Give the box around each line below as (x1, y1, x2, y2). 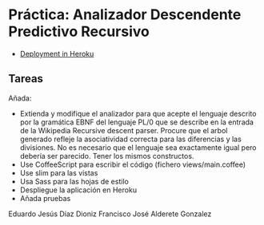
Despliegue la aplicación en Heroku (19, 185, 138, 195)
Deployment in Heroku (19, 49, 94, 58)
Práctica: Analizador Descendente (8, 6, 242, 24)
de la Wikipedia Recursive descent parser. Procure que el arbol (19, 125, 228, 135)
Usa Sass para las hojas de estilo (19, 176, 130, 186)
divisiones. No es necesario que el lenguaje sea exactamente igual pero (19, 142, 258, 152)
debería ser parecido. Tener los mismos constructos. (19, 151, 194, 160)
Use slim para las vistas (19, 168, 98, 177)
